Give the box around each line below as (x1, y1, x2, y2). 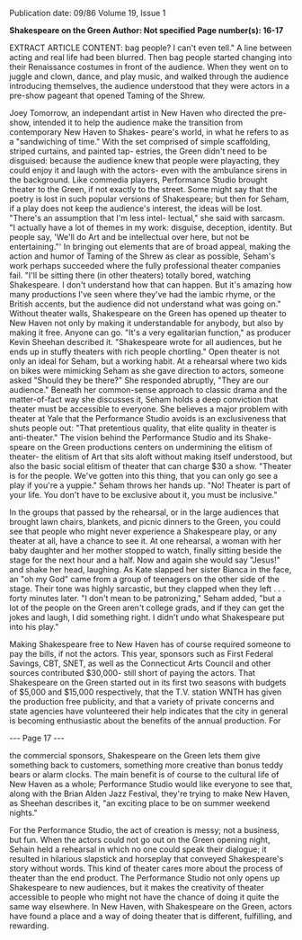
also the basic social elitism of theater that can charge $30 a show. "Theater (9, 461, 292, 471)
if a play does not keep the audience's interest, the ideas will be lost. (9, 203, 263, 214)
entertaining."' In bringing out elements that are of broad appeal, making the (9, 242, 291, 252)
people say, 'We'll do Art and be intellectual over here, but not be (9, 232, 250, 242)
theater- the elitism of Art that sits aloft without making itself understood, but (9, 451, 293, 462)
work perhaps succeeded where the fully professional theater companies (9, 261, 281, 270)
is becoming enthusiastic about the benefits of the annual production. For (9, 715, 281, 726)
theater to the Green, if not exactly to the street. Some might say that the (9, 184, 279, 194)
